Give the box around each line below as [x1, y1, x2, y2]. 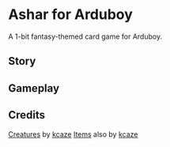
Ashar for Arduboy [8, 6, 133, 24]
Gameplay [8, 81, 60, 95]
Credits [8, 108, 46, 122]
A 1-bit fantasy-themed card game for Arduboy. [8, 32, 163, 41]
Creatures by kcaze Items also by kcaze [8, 129, 138, 139]
